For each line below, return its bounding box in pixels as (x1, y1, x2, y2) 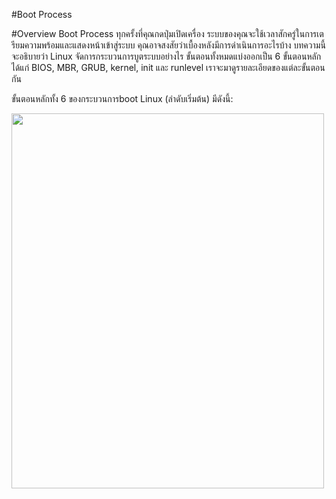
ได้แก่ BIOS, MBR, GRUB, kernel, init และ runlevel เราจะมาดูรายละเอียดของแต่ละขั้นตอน (11, 62, 326, 73)
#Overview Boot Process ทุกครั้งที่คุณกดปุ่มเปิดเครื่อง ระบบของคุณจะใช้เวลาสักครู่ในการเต (11, 28, 324, 39)
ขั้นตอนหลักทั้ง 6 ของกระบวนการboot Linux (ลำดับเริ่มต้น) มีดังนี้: (11, 93, 234, 104)
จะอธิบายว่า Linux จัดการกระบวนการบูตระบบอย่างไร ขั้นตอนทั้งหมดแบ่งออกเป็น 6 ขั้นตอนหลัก (11, 50, 322, 62)
